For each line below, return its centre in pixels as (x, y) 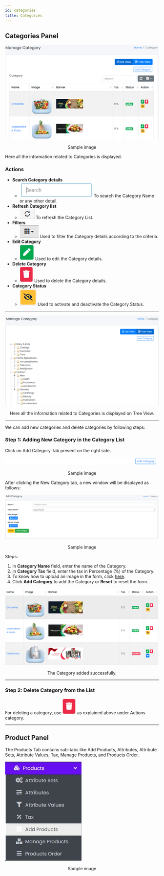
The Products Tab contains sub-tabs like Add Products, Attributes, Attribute (81, 749)
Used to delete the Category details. (70, 281)
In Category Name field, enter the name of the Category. (69, 566)
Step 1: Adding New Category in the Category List (65, 440)
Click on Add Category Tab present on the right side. (58, 450)
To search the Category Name (124, 196)
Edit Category (26, 241)
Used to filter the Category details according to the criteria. (99, 237)
